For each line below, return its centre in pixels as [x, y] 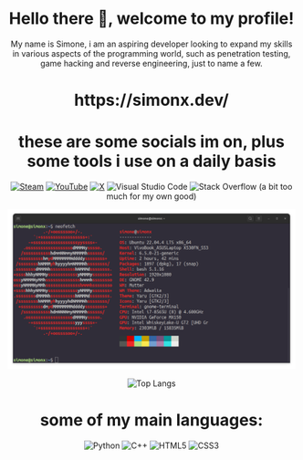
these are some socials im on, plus [151, 142]
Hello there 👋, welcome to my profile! [151, 19]
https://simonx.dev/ [151, 100]
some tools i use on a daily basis [151, 161]
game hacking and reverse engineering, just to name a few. [151, 63]
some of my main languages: [151, 420]
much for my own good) [151, 196]
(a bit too [276, 187]
